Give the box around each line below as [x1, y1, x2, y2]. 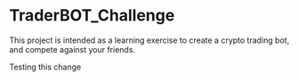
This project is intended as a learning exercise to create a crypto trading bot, [9, 35, 290, 45]
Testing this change [9, 61, 82, 72]
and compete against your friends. [9, 44, 136, 54]
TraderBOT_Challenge [9, 5, 175, 26]
